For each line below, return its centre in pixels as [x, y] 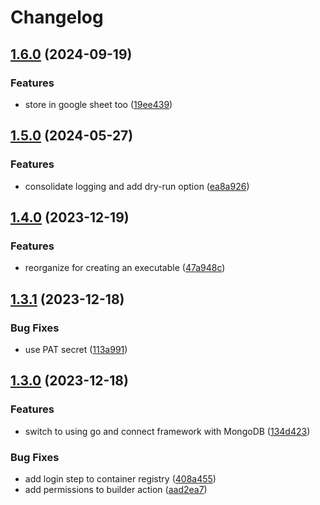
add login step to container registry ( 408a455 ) [120, 478]
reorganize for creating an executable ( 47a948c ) [125, 268]
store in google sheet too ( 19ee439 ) [98, 104]
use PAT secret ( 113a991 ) [76, 349]
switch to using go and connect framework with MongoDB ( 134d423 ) [167, 431]
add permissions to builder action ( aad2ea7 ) [116, 489]
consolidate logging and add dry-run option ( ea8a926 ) [137, 186]
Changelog [57, 17]
